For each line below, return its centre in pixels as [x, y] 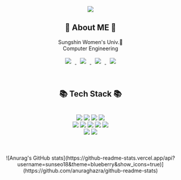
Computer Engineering [90, 48]
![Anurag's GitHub [28, 158]
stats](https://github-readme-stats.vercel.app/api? [113, 158]
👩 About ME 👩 [90, 28]
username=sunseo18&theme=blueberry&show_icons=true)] [90, 164]
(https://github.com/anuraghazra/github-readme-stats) [90, 170]
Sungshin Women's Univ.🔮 [90, 42]
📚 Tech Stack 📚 [90, 94]
